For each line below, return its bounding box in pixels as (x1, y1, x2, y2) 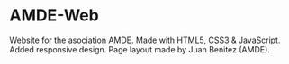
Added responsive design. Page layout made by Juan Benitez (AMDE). (9, 44, 270, 54)
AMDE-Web (9, 5, 99, 26)
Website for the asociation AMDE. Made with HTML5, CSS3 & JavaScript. (9, 35, 281, 45)
